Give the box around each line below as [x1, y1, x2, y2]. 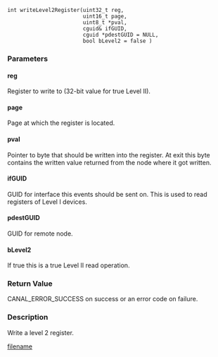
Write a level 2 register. [7, 328, 74, 337]
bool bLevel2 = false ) [82, 37, 153, 44]
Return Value [7, 279, 53, 289]
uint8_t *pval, [82, 19, 128, 26]
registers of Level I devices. [7, 198, 88, 206]
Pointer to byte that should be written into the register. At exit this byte [7, 150, 211, 159]
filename [7, 342, 33, 351]
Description [7, 313, 49, 322]
